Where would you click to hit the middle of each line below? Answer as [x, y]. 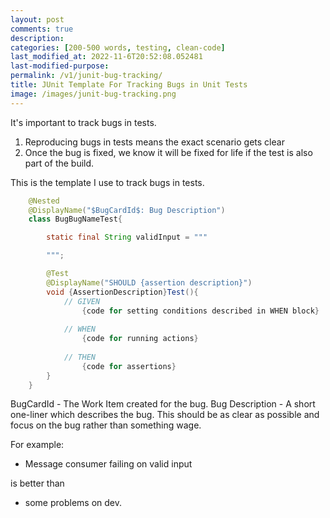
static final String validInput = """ [127, 237]
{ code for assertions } [129, 366]
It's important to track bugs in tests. [83, 122]
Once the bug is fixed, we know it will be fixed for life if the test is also [168, 152]
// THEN [80, 357]
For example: [37, 445]
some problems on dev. [73, 503]
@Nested [44, 201]
